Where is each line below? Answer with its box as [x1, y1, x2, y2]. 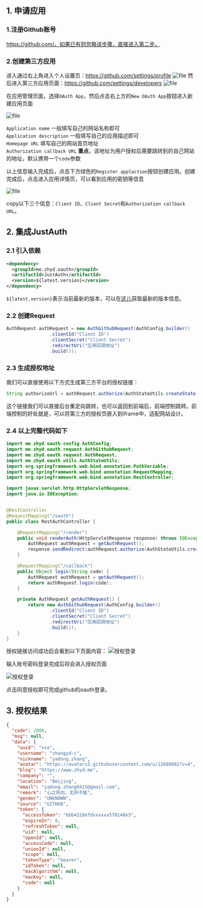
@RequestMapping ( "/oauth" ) [6, 512, 74, 519]
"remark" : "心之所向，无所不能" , [17, 789, 93, 795]
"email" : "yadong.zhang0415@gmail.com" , [17, 784, 120, 790]
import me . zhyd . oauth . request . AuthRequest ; [6, 452, 118, 458]
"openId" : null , [22, 835, 63, 841]
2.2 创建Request [6, 311, 56, 320]
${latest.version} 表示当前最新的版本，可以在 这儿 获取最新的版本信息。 [6, 295, 185, 302]
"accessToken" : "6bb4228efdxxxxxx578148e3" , [22, 812, 137, 818]
